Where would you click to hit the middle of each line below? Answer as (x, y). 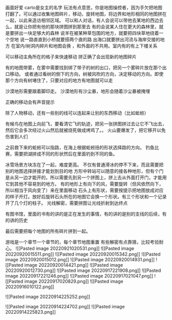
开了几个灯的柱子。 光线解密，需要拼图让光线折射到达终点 (67, 203)
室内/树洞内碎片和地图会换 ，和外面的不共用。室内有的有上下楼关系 (86, 46)
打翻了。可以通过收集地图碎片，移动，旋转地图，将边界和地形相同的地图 (81, 14)
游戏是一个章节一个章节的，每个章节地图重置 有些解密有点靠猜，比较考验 (82, 242)
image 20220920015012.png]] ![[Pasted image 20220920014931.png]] (80, 259)
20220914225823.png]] (31, 312)
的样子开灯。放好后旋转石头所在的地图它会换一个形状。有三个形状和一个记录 (86, 197)
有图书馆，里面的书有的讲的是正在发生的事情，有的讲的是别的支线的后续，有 (86, 214)
